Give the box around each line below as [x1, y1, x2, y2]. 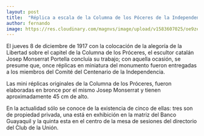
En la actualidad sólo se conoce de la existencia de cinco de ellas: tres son [6, 104, 193, 112]
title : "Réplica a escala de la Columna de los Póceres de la [6, 15, 170, 21]
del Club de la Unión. [6, 124, 59, 131]
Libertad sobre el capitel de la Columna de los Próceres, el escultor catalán [6, 49, 194, 56]
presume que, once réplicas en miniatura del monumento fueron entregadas [6, 62, 197, 69]
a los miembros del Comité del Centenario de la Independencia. [6, 68, 165, 76]
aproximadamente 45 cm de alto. [6, 93, 89, 100]
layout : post [6, 8, 39, 15]
